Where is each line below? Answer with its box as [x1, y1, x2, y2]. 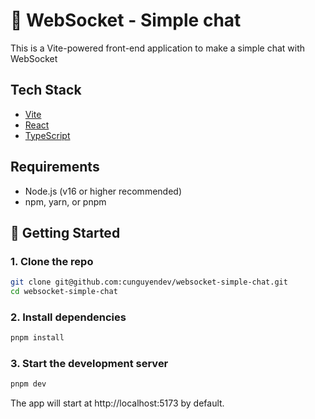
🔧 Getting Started [10, 224, 121, 241]
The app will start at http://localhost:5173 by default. [10, 397, 225, 409]
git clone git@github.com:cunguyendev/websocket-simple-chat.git [10, 277, 288, 288]
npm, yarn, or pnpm [24, 195, 107, 208]
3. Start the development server [10, 357, 169, 371]
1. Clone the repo [10, 254, 94, 268]
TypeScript [24, 129, 71, 141]
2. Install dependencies [10, 310, 127, 324]
